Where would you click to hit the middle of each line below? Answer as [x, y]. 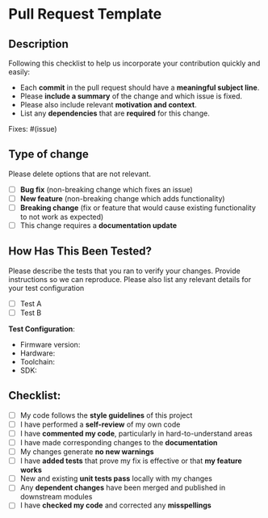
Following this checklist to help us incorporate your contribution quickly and [134, 63]
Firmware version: [50, 345]
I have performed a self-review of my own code [100, 424]
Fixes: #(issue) [33, 129]
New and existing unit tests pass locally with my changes [116, 478]
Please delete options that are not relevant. [80, 174]
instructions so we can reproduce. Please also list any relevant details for [130, 279]
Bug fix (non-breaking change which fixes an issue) [107, 189]
